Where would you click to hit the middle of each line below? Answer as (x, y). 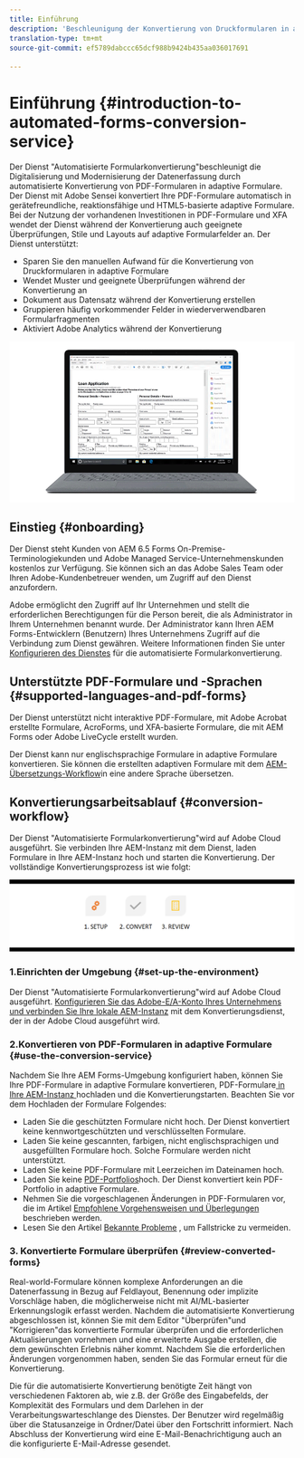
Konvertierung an (55, 291)
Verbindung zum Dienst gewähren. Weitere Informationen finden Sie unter (147, 644)
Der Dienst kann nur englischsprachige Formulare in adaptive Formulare (143, 754)
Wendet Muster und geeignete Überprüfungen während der (134, 281)
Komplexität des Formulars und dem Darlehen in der (106, 1405)
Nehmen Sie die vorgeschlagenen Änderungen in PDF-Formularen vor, (154, 1199)
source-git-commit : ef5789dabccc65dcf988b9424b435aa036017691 (129, 48)
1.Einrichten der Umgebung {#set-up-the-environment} (134, 972)
